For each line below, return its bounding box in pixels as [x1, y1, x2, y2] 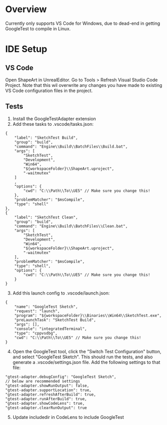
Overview [5, 4, 47, 15]
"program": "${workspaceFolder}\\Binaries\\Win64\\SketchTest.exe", [14, 313, 162, 318]
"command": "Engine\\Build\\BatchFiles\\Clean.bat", [14, 223, 128, 228]
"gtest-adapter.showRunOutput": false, [5, 383, 90, 388]
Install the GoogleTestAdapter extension [12, 115, 96, 122]
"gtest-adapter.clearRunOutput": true [5, 405, 87, 410]
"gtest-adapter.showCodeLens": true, [5, 401, 85, 406]
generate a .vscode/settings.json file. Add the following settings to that [12, 359, 160, 365]
